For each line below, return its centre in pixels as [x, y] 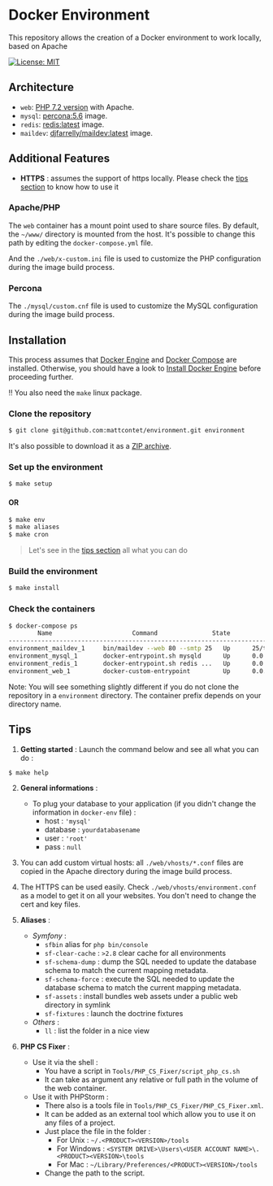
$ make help [28, 773]
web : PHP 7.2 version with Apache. [77, 106]
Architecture [41, 87]
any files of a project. [80, 1123]
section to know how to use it [69, 187]
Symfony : [49, 936]
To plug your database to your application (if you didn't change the [144, 804]
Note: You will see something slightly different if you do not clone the [124, 686]
